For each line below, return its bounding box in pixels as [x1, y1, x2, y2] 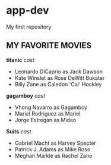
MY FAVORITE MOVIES [6, 41, 92, 51]
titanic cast [6, 56, 34, 63]
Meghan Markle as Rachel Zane [14, 152, 93, 159]
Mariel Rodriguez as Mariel [14, 110, 81, 117]
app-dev [6, 4, 49, 17]
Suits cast [6, 127, 31, 135]
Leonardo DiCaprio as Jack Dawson [14, 68, 103, 75]
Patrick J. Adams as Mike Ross [14, 145, 90, 152]
